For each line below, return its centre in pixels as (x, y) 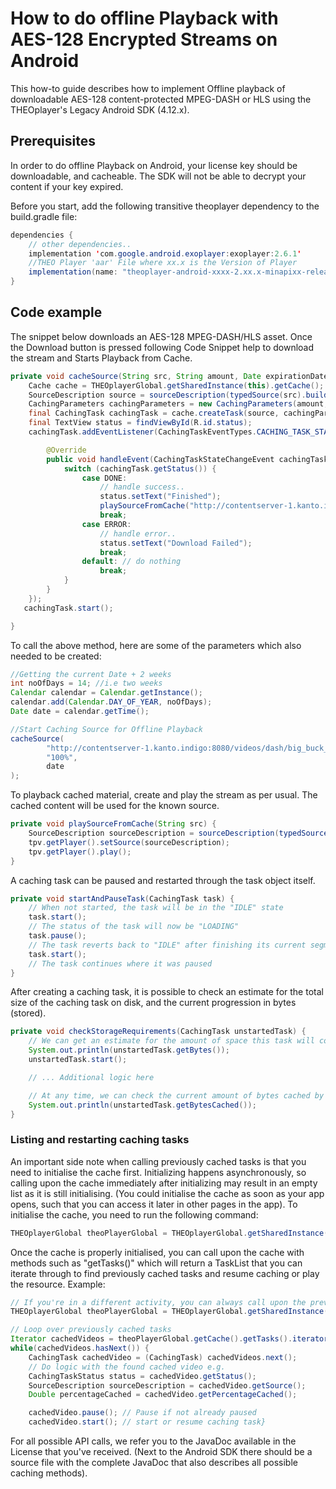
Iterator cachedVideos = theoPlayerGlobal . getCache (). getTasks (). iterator (169, 1339)
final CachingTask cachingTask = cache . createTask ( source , (154, 413)
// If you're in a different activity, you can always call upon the (158, 1302)
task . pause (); (57, 936)
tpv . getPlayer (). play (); (80, 852)
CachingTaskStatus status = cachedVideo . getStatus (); (142, 1376)
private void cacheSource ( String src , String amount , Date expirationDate (169, 376)
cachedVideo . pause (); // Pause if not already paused (142, 1413)
